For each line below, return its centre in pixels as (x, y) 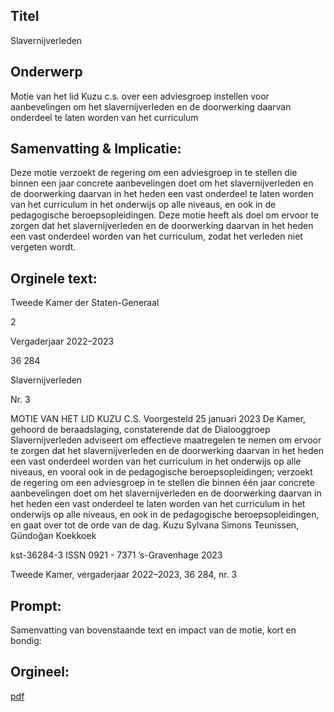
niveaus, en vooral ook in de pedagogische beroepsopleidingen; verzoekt (161, 472)
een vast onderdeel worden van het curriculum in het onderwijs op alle (156, 461)
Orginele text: (54, 278)
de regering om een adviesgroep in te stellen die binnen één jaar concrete (162, 483)
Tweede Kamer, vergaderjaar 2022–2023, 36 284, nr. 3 (124, 575)
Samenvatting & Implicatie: (96, 149)
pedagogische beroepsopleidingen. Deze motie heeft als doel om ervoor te (165, 215)
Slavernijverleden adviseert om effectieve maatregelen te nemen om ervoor (166, 440)
